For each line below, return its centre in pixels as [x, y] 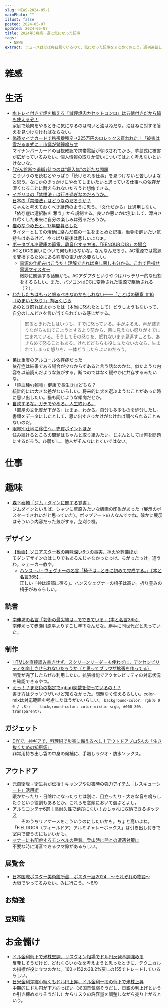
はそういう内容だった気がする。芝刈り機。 [56, 521]
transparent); [27, 712]
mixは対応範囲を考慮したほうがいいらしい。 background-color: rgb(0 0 [86, 700]
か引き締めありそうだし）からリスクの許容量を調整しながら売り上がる [85, 994]
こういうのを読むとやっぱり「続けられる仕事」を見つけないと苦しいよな [87, 175]
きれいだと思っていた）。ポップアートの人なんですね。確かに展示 [96, 515]
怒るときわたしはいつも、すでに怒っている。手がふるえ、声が [88, 324]
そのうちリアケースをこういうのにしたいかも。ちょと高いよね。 [87, 821]
